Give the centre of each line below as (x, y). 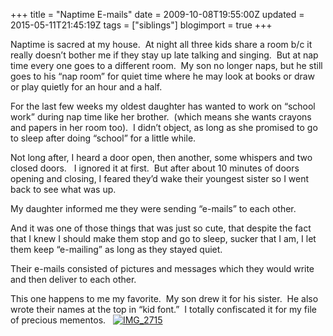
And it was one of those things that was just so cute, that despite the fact (161, 228)
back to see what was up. (63, 189)
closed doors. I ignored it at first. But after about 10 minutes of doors (155, 168)
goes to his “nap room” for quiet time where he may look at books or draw (163, 76)
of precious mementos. (58, 320)
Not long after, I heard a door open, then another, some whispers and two (161, 157)
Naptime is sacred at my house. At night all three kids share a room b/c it (161, 44)
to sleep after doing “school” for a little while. (103, 138)
